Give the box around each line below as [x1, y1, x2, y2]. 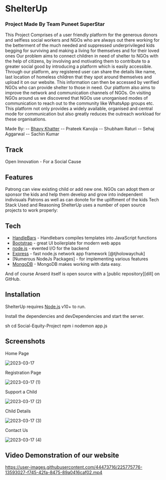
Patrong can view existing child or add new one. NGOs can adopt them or [5, 186, 155, 192]
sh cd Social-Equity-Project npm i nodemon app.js [5, 323, 108, 329]
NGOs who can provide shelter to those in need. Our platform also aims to [5, 85, 156, 91]
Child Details [5, 408, 31, 414]
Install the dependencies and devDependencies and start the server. [5, 313, 145, 319]
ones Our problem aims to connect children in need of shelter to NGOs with [5, 53, 159, 59]
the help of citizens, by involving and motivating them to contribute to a [5, 58, 150, 64]
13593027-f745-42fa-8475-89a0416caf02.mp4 [5, 470, 103, 476]
